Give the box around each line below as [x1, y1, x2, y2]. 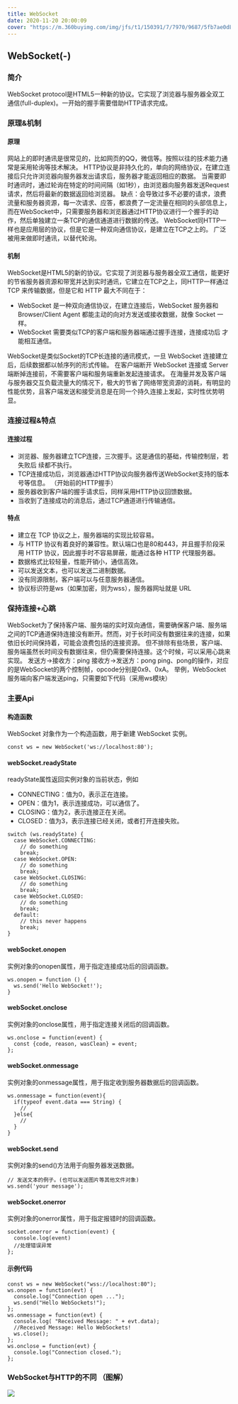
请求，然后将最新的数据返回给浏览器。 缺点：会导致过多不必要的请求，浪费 [7, 189, 227, 199]
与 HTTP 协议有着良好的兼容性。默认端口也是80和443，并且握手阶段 [17, 540, 220, 548]
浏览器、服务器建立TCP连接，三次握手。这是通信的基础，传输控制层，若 [17, 452, 229, 460]
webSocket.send [7, 1144, 59, 1153]
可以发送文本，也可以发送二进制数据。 [17, 566, 130, 574]
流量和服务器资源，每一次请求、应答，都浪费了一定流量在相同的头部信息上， [7, 199, 231, 207]
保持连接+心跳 [7, 603, 57, 613]
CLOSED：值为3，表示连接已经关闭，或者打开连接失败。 [17, 817, 183, 825]
